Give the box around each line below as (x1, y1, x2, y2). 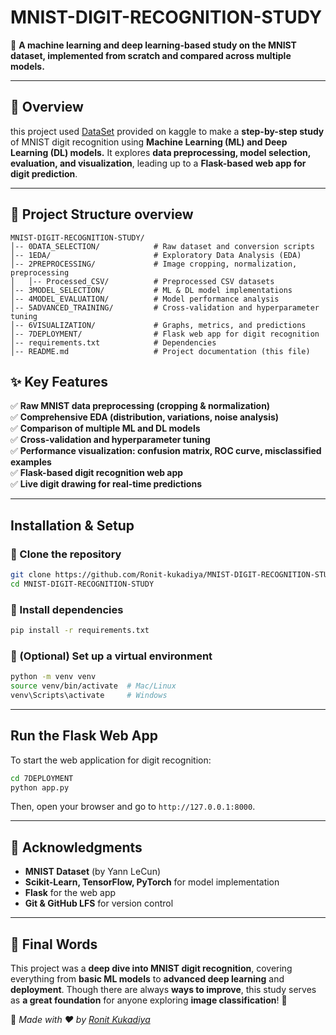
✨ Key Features (10, 373, 108, 390)
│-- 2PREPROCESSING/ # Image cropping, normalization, (10, 259, 298, 269)
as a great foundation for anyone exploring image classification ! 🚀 (10, 994, 288, 1006)
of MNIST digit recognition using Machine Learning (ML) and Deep (10, 136, 288, 148)
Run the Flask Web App (10, 727, 158, 745)
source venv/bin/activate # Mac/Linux (10, 681, 177, 691)
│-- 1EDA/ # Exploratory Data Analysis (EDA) (10, 250, 302, 260)
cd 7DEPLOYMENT (10, 773, 74, 783)
